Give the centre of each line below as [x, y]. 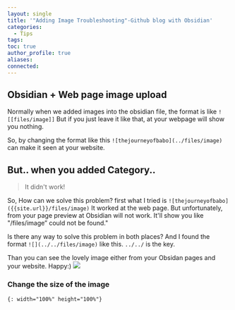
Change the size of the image [59, 285]
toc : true [22, 46]
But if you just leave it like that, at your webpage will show [140, 119]
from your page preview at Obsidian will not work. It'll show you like [106, 216]
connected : [23, 66]
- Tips [23, 33]
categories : [25, 27]
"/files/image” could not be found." [58, 223]
